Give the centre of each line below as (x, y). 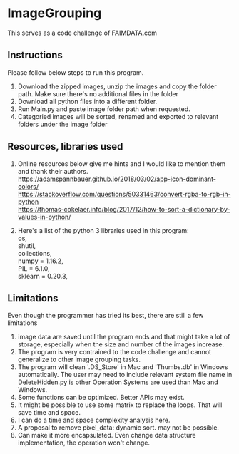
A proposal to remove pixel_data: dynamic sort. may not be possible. (118, 428)
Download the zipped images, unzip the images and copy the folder (117, 86)
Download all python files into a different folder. (87, 101)
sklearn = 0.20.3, (42, 276)
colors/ (28, 186)
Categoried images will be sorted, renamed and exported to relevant (118, 116)
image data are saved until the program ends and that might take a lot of (124, 337)
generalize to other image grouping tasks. (79, 360)
